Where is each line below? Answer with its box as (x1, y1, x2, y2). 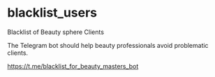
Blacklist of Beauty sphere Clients (7, 28, 105, 36)
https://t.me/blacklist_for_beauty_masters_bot (7, 62, 139, 70)
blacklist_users (7, 5, 98, 21)
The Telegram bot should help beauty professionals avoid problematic (7, 41, 209, 49)
